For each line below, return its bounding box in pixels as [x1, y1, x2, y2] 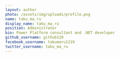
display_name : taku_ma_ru [5, 21, 59, 26]
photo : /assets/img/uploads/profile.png [5, 12, 91, 17]
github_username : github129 [5, 35, 64, 40]
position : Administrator [5, 26, 57, 31]
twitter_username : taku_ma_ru [5, 44, 68, 49]
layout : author [5, 7, 37, 12]
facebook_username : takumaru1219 [5, 40, 75, 45]
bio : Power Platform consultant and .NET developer [5, 30, 115, 35]
